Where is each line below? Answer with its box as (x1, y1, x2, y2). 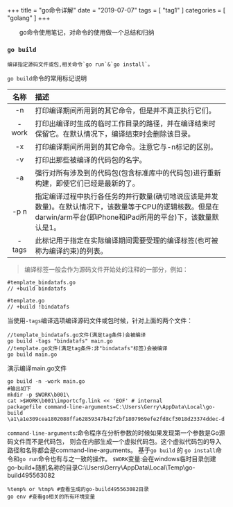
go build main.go (7, 351, 58, 359)
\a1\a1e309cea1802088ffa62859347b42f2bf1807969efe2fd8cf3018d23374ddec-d (7, 415, 225, 423)
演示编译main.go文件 (7, 364, 67, 372)
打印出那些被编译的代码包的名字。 (35, 155, 147, 165)
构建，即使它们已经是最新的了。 (35, 179, 140, 189)
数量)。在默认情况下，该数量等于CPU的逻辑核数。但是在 (35, 202, 220, 212)
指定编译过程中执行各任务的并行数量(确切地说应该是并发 (35, 191, 218, 201)
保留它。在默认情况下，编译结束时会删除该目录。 (35, 129, 196, 139)
